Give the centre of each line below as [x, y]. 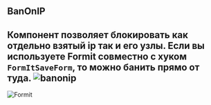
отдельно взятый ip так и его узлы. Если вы [106, 45]
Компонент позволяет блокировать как [98, 35]
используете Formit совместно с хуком [97, 56]
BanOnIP [26, 11]
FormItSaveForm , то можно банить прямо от [103, 67]
